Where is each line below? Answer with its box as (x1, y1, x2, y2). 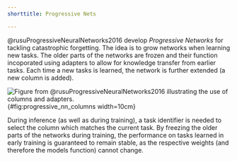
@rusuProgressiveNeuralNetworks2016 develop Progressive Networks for (7, 36, 224, 44)
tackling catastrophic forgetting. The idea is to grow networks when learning (7, 43, 231, 52)
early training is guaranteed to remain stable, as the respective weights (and (7, 138, 229, 147)
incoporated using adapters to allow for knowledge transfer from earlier (7, 58, 216, 67)
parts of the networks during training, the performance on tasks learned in (7, 131, 224, 139)
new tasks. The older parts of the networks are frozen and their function (7, 51, 218, 59)
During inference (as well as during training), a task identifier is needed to (7, 116, 221, 124)
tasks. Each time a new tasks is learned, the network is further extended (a (7, 66, 226, 74)
